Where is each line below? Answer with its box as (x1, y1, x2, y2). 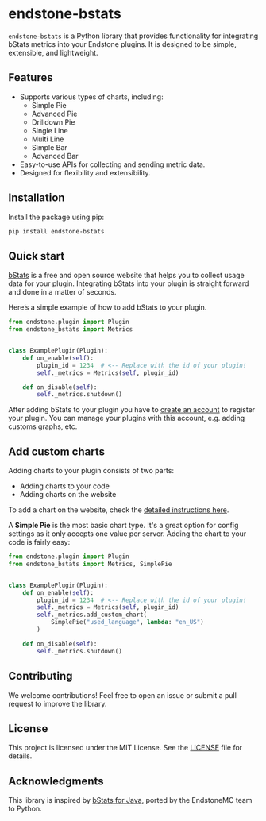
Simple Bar (31, 142, 67, 152)
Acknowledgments (8, 774, 105, 788)
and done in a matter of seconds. (8, 287, 117, 297)
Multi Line (31, 134, 64, 144)
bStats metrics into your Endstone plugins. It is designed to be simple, (8, 39, 237, 48)
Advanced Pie (31, 109, 78, 118)
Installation (8, 191, 65, 205)
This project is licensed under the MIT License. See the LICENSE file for (8, 743, 243, 753)
